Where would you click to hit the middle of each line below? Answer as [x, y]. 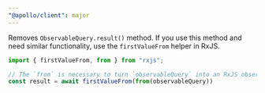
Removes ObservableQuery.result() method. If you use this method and [125, 38]
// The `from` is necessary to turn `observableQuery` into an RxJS [123, 74]
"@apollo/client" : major [49, 15]
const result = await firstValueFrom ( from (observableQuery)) [111, 82]
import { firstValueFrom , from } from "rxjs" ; [86, 60]
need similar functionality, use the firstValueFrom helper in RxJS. [114, 46]
